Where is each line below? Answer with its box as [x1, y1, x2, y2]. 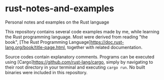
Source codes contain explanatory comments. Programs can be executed [5, 53, 155, 59]
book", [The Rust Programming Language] [5, 39, 91, 45]
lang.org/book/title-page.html [5, 44, 65, 50]
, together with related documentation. [65, 44, 143, 50]
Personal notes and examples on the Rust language [5, 19, 109, 25]
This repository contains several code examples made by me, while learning [5, 28, 160, 34]
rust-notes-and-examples [5, 3, 114, 14]
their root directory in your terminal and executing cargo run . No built [5, 64, 145, 70]
